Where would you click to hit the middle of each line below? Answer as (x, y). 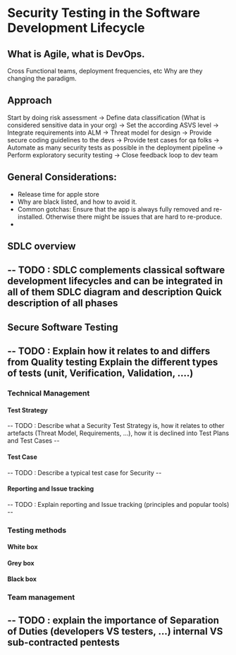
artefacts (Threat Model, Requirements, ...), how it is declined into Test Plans (118, 433)
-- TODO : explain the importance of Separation (113, 620)
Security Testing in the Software (104, 13)
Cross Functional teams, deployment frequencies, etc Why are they (105, 71)
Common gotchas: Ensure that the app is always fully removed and (115, 209)
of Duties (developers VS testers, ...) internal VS (115, 631)
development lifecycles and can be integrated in (115, 281)
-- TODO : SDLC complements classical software (116, 270)
